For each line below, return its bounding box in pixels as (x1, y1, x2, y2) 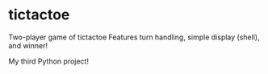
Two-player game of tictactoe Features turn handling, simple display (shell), (8, 32, 260, 42)
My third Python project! (8, 56, 89, 66)
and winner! (8, 40, 48, 50)
